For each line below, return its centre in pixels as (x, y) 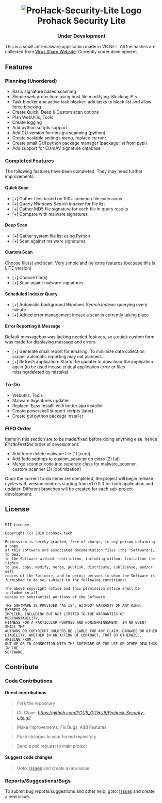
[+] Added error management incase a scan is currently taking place (80, 315)
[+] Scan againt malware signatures (48, 283)
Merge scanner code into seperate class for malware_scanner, (74, 464)
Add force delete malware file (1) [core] (51, 454)
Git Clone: (27, 713)
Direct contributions (26, 692)
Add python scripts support (40, 128)
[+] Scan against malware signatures (49, 241)
